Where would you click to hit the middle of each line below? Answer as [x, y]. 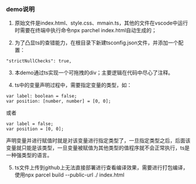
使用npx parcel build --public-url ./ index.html [69, 175]
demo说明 [20, 9]
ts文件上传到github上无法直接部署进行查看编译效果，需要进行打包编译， [101, 168]
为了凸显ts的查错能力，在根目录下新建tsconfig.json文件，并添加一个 [96, 43]
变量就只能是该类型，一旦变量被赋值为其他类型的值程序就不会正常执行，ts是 [98, 148]
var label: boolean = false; [42, 96]
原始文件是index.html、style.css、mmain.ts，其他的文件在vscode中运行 [101, 23]
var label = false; [30, 124]
